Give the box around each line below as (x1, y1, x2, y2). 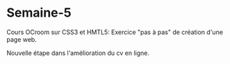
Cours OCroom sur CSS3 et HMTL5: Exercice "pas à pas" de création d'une (6, 28, 224, 36)
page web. (6, 35, 38, 43)
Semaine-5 (6, 5, 72, 21)
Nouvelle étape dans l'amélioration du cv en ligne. (6, 49, 150, 57)
